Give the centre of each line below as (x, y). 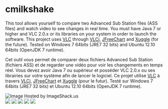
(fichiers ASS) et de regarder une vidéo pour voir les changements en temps (84, 65)
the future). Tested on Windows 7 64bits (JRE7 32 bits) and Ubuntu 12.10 (80, 44)
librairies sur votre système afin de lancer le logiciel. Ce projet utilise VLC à (82, 75)
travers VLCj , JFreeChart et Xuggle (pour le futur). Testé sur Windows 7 (79, 81)
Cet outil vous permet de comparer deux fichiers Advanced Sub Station (79, 59)
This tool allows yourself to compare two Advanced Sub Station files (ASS (81, 23)
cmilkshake (30, 9)
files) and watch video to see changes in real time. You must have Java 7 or (83, 28)
